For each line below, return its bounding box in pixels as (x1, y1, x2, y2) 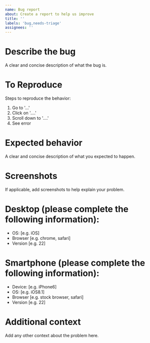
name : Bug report (5, 7, 40, 12)
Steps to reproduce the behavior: (5, 95, 71, 101)
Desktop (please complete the (5, 204, 129, 215)
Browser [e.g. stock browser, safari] (12, 294, 84, 300)
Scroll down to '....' (12, 115, 49, 121)
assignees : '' (5, 25, 34, 30)
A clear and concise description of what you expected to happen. (5, 153, 135, 159)
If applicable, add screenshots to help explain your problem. (5, 186, 125, 192)
